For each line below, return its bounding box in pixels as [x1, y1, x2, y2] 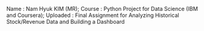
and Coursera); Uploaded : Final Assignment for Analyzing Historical [6, 12, 179, 19]
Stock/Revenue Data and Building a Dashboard [6, 18, 125, 25]
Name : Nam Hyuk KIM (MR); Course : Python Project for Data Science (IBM [6, 5, 198, 12]
